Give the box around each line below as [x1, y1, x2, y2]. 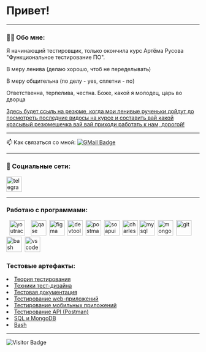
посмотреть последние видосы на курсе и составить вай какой [6, 114, 174, 121]
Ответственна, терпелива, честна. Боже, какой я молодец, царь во [6, 90, 183, 97]
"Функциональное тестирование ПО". [6, 53, 105, 61]
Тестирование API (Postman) [14, 308, 89, 316]
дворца [6, 96, 26, 103]
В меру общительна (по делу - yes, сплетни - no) [6, 77, 135, 85]
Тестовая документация [14, 289, 78, 296]
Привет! [6, 4, 50, 18]
